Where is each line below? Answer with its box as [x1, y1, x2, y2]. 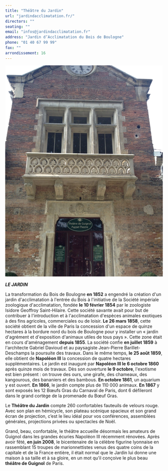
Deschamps [5, 350, 30, 356]
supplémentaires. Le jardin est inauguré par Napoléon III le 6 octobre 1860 [5, 360, 159, 366]
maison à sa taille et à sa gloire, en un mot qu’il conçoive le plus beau [5, 455, 148, 461]
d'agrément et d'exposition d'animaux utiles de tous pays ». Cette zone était [5, 334, 162, 340]
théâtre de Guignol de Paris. [5, 460, 64, 466]
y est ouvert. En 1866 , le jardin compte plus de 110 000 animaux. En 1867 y [5, 382, 160, 388]
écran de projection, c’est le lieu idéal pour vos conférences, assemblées [5, 413, 156, 419]
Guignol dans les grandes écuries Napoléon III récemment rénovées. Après [5, 433, 160, 439]
